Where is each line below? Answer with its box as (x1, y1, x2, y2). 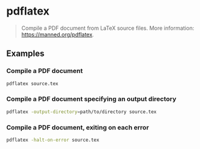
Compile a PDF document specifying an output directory (6, 95, 177, 103)
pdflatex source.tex (6, 80, 59, 86)
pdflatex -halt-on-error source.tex (6, 137, 99, 143)
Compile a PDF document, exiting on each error (6, 123, 149, 131)
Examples (6, 49, 45, 59)
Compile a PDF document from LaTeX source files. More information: (21, 24, 195, 32)
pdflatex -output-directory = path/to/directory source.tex (6, 108, 157, 115)
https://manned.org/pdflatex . (21, 30, 95, 38)
